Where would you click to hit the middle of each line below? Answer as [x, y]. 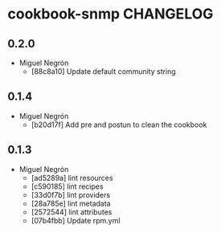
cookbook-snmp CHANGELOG [110, 14]
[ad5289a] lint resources [72, 178]
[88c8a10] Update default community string [103, 72]
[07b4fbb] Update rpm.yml [76, 220]
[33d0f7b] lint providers [70, 194]
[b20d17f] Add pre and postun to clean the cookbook [119, 125]
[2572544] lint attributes [72, 212]
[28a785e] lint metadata [71, 203]
